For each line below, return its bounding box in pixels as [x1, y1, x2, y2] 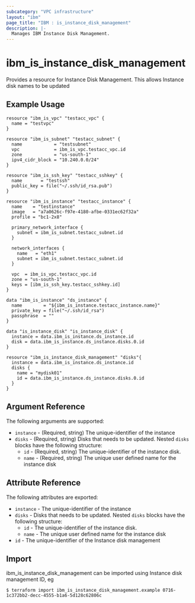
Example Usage [6, 99, 65, 110]
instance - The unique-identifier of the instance [14, 505, 132, 512]
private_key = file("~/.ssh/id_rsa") [11, 307, 105, 314]
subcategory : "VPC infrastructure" [6, 8, 94, 15]
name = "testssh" [11, 178, 70, 184]
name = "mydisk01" [17, 370, 62, 376]
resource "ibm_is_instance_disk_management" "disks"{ [6, 354, 142, 360]
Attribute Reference [6, 478, 81, 488]
